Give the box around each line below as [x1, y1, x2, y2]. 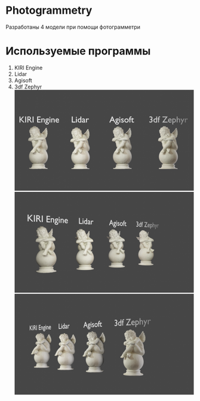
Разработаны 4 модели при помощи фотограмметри [5, 23, 141, 30]
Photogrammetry [5, 4, 93, 17]
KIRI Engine [14, 64, 43, 71]
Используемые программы [5, 44, 151, 58]
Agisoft [14, 76, 32, 84]
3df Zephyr [14, 83, 42, 90]
